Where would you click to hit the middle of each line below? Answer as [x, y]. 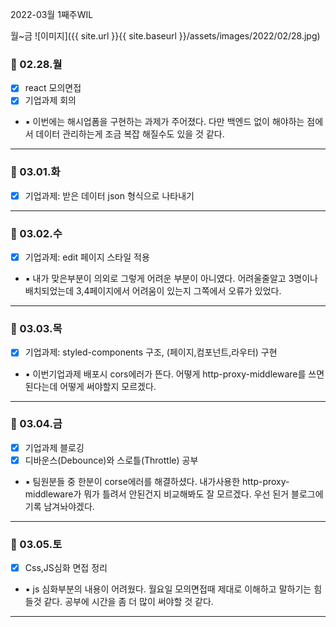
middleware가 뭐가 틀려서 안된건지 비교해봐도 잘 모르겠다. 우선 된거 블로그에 [174, 494]
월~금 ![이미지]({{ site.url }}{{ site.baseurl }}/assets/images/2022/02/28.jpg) [165, 36]
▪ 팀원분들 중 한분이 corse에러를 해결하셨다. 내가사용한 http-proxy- [157, 481]
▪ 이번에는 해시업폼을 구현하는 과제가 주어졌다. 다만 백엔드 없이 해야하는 [164, 122]
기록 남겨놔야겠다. [59, 506]
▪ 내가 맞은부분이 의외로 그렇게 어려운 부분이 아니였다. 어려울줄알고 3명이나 [171, 279]
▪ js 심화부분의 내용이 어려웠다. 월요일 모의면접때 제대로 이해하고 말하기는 [168, 589]
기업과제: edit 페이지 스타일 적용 [87, 257]
